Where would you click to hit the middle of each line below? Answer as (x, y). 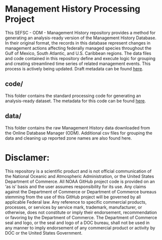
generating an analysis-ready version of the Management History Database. (81, 38)
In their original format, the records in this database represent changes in (78, 43)
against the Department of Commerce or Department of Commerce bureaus (81, 192)
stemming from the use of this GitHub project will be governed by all (73, 197)
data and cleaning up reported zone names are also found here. (68, 138)
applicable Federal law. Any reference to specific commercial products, (76, 202)
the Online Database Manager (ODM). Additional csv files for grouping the (79, 133)
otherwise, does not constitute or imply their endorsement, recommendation (81, 212)
